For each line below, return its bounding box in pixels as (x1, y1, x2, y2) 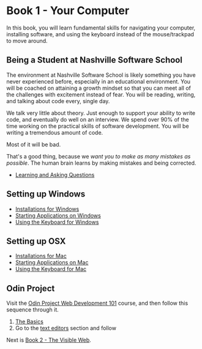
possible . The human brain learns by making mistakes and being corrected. (6, 159, 196, 167)
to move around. (6, 37, 48, 44)
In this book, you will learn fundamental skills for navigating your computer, (6, 24, 196, 31)
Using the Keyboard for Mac (15, 265, 87, 273)
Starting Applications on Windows (15, 211, 101, 219)
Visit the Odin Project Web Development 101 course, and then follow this (6, 299, 189, 307)
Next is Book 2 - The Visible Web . (6, 336, 92, 344)
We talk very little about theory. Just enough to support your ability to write (6, 109, 196, 117)
